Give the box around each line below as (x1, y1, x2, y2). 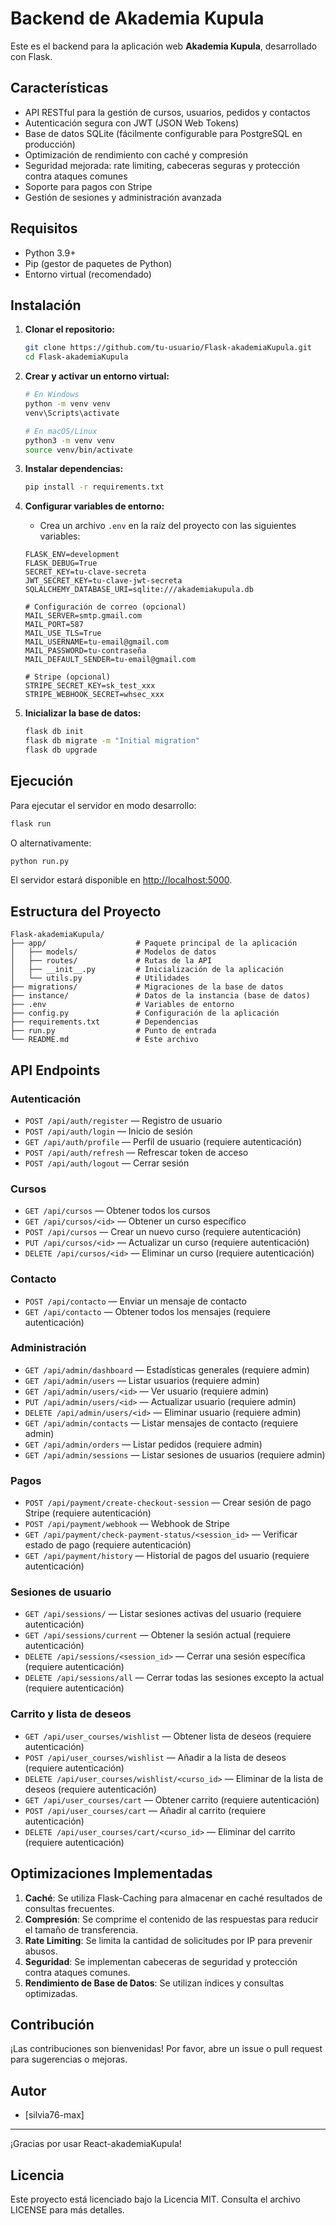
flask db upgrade (24, 745, 98, 755)
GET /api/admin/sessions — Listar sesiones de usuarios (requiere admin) (24, 1448, 326, 1461)
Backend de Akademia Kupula (10, 7, 265, 30)
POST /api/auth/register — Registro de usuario (24, 1114, 223, 1126)
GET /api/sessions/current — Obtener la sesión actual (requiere (24, 1629, 292, 1641)
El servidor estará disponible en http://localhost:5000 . (10, 874, 233, 886)
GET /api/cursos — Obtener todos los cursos (24, 1205, 211, 1217)
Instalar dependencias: (24, 463, 124, 475)
